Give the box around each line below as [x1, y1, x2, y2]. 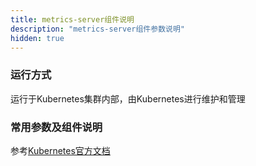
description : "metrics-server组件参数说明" [10, 24, 185, 34]
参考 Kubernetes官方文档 [10, 144, 111, 156]
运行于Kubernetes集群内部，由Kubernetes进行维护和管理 [10, 92, 246, 105]
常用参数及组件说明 [10, 120, 103, 134]
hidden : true [10, 33, 65, 43]
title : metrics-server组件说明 [10, 14, 135, 25]
